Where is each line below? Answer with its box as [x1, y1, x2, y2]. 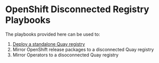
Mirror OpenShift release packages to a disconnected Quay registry [12, 46, 154, 52]
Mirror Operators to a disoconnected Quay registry [12, 52, 119, 58]
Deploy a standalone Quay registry [12, 41, 85, 47]
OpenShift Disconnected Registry [5, 4, 149, 15]
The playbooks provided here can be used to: [5, 31, 100, 37]
